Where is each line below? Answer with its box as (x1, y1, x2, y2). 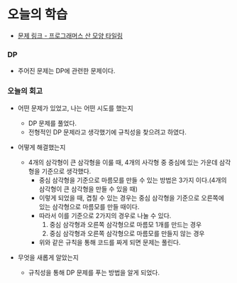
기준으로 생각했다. (41, 166, 92, 175)
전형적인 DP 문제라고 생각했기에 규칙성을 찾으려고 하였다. (28, 127, 187, 136)
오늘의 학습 (7, 6, 68, 23)
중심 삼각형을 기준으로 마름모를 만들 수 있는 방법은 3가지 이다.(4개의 (38, 176, 227, 184)
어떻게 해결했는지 (17, 143, 66, 151)
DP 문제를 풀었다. (28, 119, 77, 127)
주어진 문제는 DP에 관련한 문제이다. (17, 67, 116, 75)
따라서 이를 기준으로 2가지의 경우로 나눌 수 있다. (38, 211, 172, 220)
